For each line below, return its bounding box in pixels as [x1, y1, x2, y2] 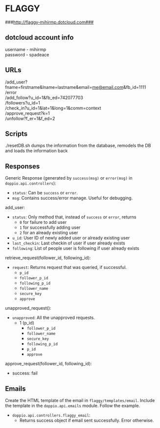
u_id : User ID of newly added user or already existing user [12, 235, 130, 241]
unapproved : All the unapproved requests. [12, 315, 95, 321]
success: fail [12, 370, 38, 376]
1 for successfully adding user [19, 224, 81, 231]
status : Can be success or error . [12, 190, 78, 196]
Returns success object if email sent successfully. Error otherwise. [19, 418, 154, 423]
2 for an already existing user [19, 230, 78, 236]
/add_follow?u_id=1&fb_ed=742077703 [5, 94, 83, 101]
